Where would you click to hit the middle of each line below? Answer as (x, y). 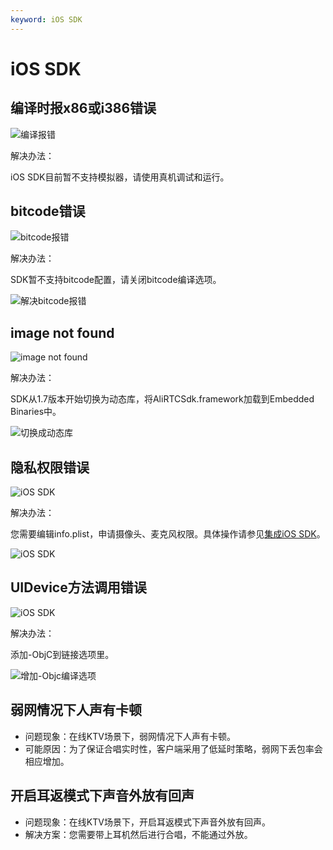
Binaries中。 (36, 412)
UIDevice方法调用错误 (78, 587)
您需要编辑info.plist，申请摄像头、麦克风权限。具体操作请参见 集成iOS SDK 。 (168, 534)
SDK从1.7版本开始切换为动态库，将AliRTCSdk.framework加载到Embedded (162, 399)
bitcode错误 (48, 211)
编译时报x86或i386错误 (83, 108)
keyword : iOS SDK (46, 19)
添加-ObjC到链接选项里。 (62, 654)
